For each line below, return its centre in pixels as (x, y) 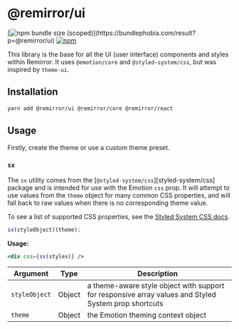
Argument (31, 274)
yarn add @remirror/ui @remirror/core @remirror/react (90, 108)
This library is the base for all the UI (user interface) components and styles (118, 54)
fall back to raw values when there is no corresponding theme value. (108, 203)
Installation (33, 92)
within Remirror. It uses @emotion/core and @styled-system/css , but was (112, 61)
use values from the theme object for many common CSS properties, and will (119, 195)
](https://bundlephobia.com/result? (145, 33)
